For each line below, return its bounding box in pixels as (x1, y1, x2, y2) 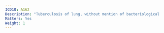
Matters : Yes (5, 16, 32, 21)
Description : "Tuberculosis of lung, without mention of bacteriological (5, 12, 160, 16)
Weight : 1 (5, 20, 26, 26)
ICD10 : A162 (5, 7, 30, 12)
